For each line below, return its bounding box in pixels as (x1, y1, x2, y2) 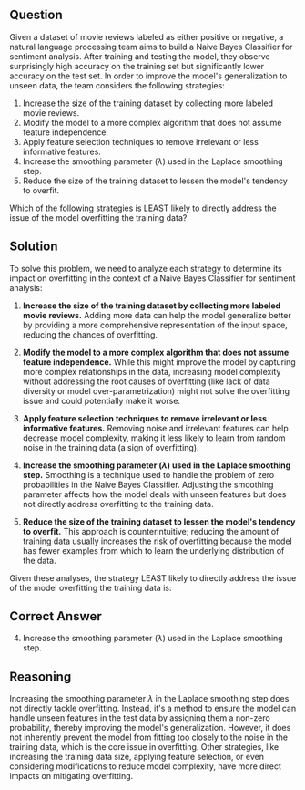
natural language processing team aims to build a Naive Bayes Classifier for (9, 41, 293, 52)
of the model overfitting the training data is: (9, 582, 172, 593)
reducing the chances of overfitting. (22, 328, 158, 340)
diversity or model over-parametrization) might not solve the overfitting (22, 385, 290, 396)
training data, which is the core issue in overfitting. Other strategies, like (9, 742, 280, 753)
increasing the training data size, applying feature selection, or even (9, 752, 264, 763)
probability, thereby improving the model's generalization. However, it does (9, 722, 291, 733)
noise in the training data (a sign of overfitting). (22, 442, 199, 452)
